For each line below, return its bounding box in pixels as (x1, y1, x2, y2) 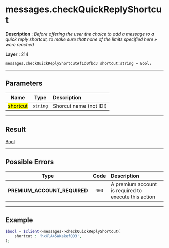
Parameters (5, 79, 43, 88)
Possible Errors (5, 157, 54, 166)
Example (5, 216, 33, 224)
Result (5, 125, 26, 134)
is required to (110, 187, 142, 194)
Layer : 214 (5, 51, 29, 57)
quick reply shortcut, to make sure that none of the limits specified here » (5, 36, 157, 42)
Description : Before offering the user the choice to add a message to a (5, 31, 154, 37)
